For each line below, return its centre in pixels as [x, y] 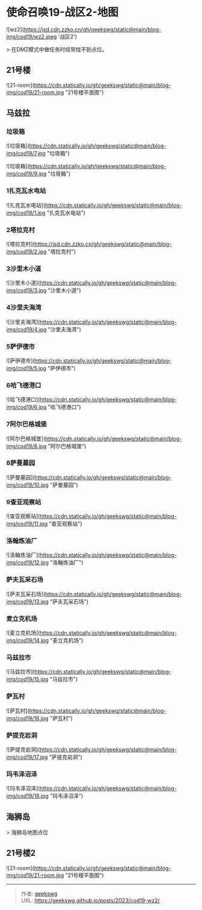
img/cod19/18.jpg [28, 796]
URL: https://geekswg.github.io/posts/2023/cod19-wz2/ [90, 900]
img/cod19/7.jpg [26, 154]
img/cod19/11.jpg [27, 524]
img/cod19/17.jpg [27, 757]
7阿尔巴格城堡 [26, 424]
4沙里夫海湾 [24, 308]
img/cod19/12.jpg [28, 563]
